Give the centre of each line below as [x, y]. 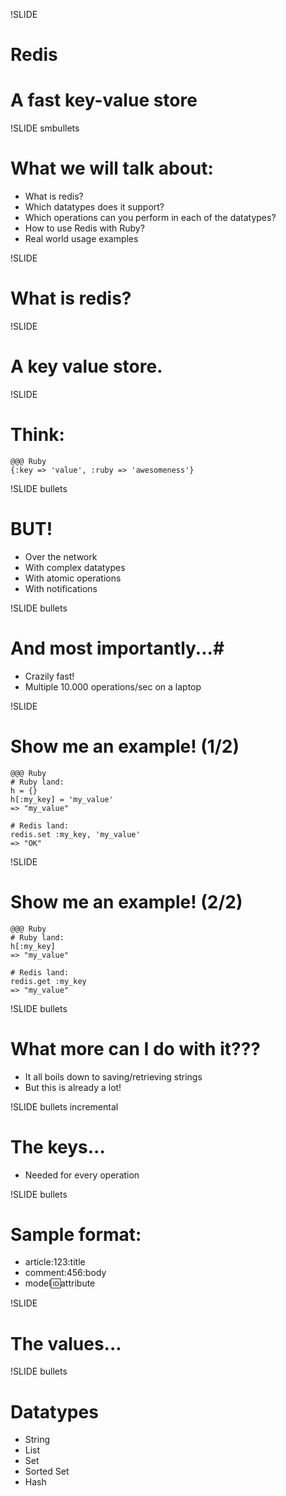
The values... [66, 1343]
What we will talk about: [112, 168]
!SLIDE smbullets [45, 128]
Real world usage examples [81, 239]
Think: [37, 435]
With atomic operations [73, 578]
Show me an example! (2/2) [126, 901]
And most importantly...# [117, 648]
